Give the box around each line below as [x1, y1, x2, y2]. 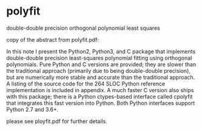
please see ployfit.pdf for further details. [6, 117, 107, 125]
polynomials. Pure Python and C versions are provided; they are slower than [6, 61, 197, 68]
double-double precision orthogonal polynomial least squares [6, 24, 161, 32]
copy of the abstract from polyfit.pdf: [6, 36, 99, 43]
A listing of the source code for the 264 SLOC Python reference [6, 80, 166, 87]
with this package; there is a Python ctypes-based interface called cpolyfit [6, 93, 193, 100]
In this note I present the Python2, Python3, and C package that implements [6, 47, 196, 55]
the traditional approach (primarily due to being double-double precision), [6, 67, 191, 74]
